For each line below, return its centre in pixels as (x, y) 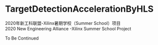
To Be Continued (22, 38)
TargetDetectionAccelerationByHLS (79, 9)
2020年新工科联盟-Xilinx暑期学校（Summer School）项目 (63, 23)
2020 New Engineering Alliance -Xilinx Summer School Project (68, 28)
